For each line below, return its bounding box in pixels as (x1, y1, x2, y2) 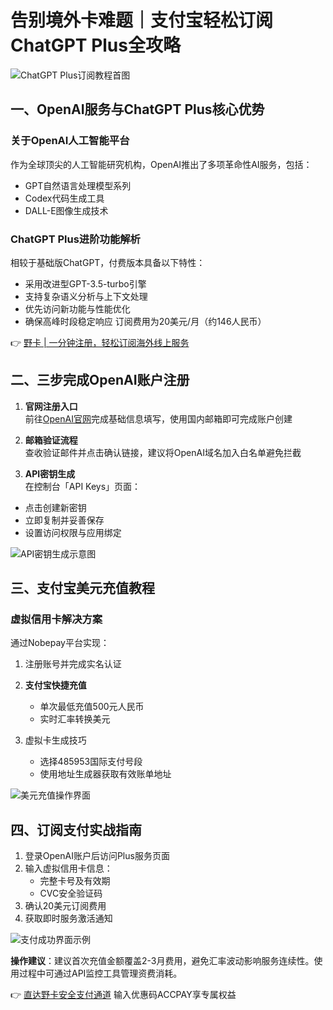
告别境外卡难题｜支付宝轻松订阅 (10, 9, 274, 32)
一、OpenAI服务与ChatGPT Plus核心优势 (10, 101, 265, 118)
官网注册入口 (24, 400, 78, 412)
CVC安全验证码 (39, 887, 103, 900)
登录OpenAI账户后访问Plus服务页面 (24, 850, 170, 862)
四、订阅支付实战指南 (10, 821, 142, 838)
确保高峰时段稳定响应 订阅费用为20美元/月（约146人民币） (24, 315, 267, 327)
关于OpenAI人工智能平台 (10, 134, 130, 148)
